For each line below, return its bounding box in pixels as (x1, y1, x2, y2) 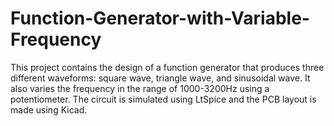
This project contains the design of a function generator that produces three (10, 61, 325, 73)
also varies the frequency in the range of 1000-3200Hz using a (10, 82, 270, 94)
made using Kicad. (10, 103, 88, 116)
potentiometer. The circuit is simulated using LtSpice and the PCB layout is (10, 93, 317, 105)
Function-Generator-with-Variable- (10, 7, 310, 30)
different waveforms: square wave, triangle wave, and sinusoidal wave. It (10, 72, 311, 84)
